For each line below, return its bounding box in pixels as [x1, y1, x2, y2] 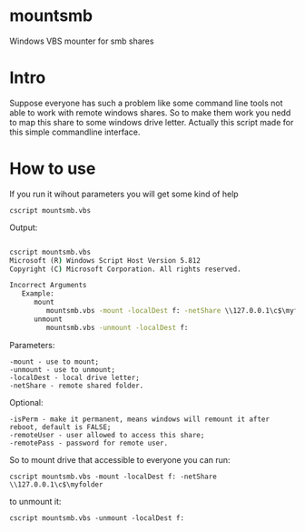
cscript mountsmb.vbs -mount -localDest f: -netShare [9, 472, 218, 481]
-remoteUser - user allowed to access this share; [9, 430, 205, 439]
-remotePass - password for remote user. [9, 438, 169, 447]
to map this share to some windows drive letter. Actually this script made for [9, 116, 294, 127]
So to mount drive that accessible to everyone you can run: [9, 454, 231, 465]
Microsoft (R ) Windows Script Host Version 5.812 [9, 256, 202, 265]
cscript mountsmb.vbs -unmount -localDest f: [9, 513, 184, 523]
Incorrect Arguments [9, 281, 88, 290]
